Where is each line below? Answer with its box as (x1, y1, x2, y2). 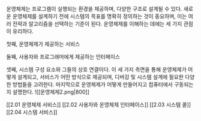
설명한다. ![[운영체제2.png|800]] (12, 89, 90, 95)
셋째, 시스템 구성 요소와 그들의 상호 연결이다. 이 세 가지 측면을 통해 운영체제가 (6, 66, 187, 73)
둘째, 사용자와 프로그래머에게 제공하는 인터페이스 (6, 53, 121, 60)
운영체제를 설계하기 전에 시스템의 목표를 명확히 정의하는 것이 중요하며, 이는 (12, 13, 187, 20)
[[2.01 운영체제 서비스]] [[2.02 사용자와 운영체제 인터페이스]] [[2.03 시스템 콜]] (6, 101, 191, 108)
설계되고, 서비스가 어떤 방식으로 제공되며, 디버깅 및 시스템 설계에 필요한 (17, 74, 184, 80)
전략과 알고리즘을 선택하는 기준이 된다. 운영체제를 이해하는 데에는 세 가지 (12, 20, 182, 27)
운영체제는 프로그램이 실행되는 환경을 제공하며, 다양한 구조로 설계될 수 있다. (6, 5, 182, 12)
